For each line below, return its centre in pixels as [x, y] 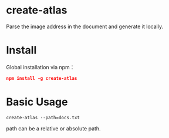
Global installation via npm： [40, 67]
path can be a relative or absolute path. [53, 128]
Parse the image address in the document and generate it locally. [84, 26]
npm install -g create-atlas [42, 78]
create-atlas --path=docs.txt [43, 117]
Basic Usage [37, 102]
